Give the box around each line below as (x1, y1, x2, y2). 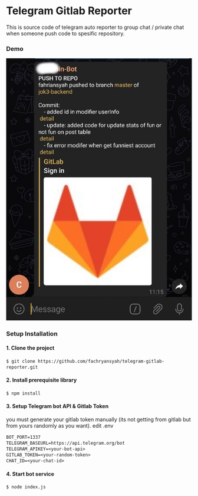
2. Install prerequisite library (6, 376, 77, 384)
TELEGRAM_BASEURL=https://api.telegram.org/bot (6, 440, 126, 446)
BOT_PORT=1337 (6, 434, 41, 440)
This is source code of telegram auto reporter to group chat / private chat (6, 24, 184, 31)
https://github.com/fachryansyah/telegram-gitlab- (37, 358, 165, 364)
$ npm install (6, 390, 41, 396)
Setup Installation (6, 330, 58, 338)
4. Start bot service (6, 470, 55, 477)
